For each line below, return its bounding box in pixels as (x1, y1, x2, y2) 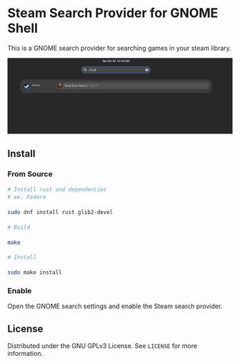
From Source (7, 169, 53, 179)
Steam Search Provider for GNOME (7, 5, 219, 21)
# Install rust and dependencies (7, 186, 107, 193)
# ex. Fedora (7, 194, 46, 201)
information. (7, 349, 44, 358)
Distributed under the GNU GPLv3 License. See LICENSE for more (7, 342, 198, 350)
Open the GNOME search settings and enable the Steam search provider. (7, 302, 223, 311)
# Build (7, 223, 31, 231)
